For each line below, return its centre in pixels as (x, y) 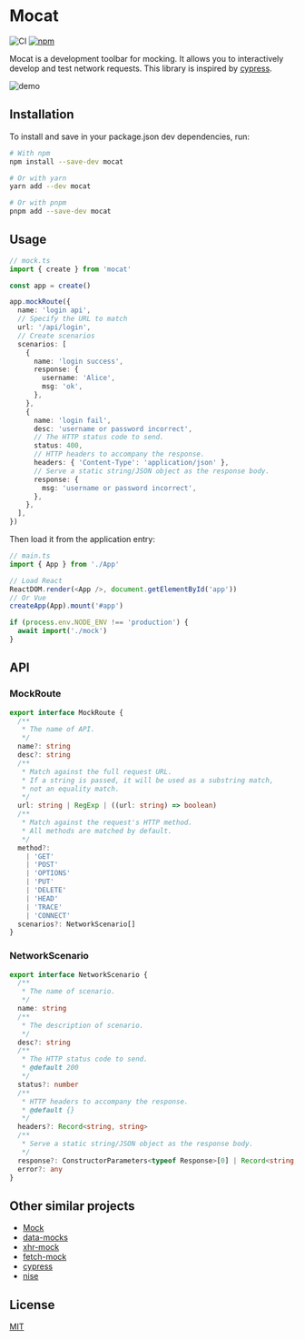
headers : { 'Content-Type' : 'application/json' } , (131, 463)
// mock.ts (30, 260)
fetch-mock (44, 1257)
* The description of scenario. (83, 1025)
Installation (42, 115)
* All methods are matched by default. (97, 831)
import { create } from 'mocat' (70, 269)
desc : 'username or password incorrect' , (113, 428)
